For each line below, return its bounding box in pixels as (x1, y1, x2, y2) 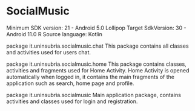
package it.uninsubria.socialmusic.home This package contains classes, (6, 60, 187, 68)
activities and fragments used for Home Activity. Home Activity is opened (6, 66, 190, 74)
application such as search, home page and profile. (6, 80, 134, 87)
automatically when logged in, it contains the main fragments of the (6, 73, 174, 80)
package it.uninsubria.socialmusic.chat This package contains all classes (6, 42, 189, 49)
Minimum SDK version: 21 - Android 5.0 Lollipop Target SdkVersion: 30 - (6, 24, 187, 31)
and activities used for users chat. (6, 48, 91, 55)
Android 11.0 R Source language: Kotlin (6, 30, 103, 37)
